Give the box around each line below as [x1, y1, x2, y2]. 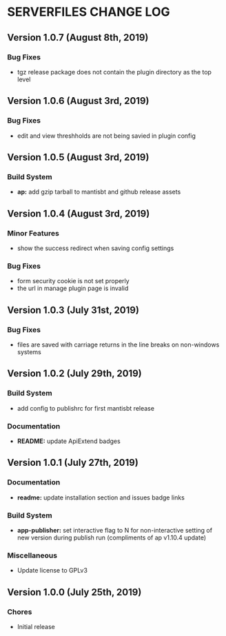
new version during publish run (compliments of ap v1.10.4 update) [17, 533, 207, 542]
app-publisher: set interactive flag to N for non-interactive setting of [17, 526, 212, 534]
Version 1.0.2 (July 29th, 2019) [7, 368, 143, 380]
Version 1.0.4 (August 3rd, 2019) [7, 207, 150, 219]
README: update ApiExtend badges [17, 437, 121, 445]
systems [17, 347, 41, 356]
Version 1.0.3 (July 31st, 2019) [7, 304, 140, 316]
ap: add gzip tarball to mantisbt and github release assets [17, 187, 181, 196]
